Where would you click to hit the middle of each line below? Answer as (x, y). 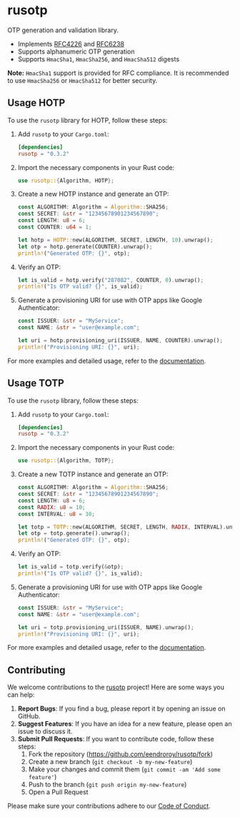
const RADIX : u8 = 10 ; (51, 507)
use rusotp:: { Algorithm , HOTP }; (66, 181)
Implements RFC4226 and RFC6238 (71, 44)
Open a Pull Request (58, 792)
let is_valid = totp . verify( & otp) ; (71, 567)
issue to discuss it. (45, 731)
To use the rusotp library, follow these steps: (73, 400)
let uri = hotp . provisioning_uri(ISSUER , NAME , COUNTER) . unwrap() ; (120, 341)
